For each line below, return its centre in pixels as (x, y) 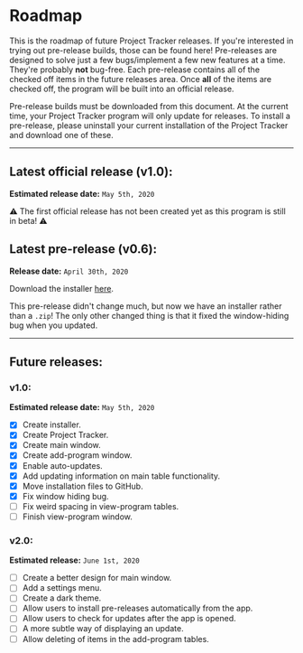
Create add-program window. (77, 455)
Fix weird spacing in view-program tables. (101, 506)
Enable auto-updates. (63, 465)
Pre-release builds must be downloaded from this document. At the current (149, 106)
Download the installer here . (62, 288)
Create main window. (61, 445)
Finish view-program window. (77, 517)
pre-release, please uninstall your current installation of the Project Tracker (149, 125)
